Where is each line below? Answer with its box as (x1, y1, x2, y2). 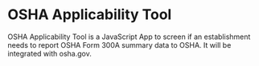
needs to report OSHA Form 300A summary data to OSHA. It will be (7, 40, 232, 49)
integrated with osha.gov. (7, 49, 92, 58)
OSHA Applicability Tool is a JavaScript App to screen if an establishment (7, 32, 251, 41)
